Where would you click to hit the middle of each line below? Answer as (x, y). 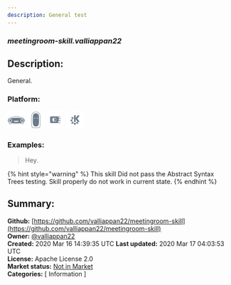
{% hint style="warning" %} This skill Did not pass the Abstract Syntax (111, 173)
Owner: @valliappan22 (41, 236)
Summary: (31, 204)
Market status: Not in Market (50, 266)
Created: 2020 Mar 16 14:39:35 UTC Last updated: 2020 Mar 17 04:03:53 (116, 243)
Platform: (24, 100)
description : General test (47, 15)
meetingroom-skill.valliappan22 (65, 41)
